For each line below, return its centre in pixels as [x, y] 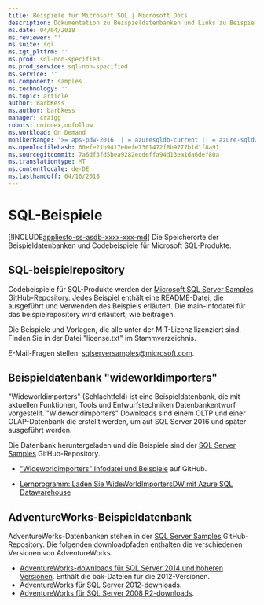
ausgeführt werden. [40, 430]
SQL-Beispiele [55, 215]
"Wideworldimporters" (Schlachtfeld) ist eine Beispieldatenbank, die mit [125, 397]
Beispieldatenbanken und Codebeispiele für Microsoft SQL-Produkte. [120, 245]
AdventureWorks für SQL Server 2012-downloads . [101, 585]
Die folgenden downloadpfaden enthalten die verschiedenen [145, 544]
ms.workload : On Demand [47, 132]
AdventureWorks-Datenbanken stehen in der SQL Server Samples [115, 537]
